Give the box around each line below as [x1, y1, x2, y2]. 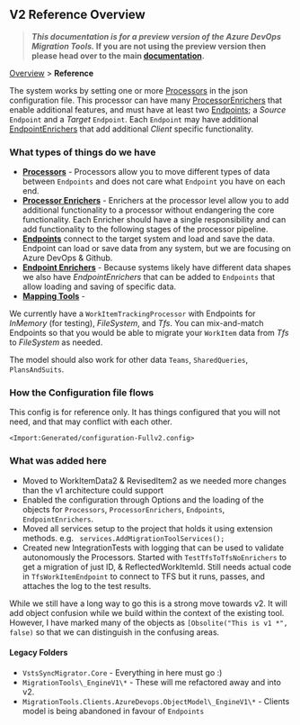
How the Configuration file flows [9, 386, 154, 399]
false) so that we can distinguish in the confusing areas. [9, 626, 220, 638]
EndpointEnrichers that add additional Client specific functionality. [9, 123, 254, 134]
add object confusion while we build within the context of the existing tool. [9, 607, 285, 618]
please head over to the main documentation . [31, 50, 205, 61]
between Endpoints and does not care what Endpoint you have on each [22, 176, 286, 187]
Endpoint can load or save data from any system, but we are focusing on [22, 243, 292, 254]
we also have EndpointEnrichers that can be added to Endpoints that [22, 272, 276, 283]
